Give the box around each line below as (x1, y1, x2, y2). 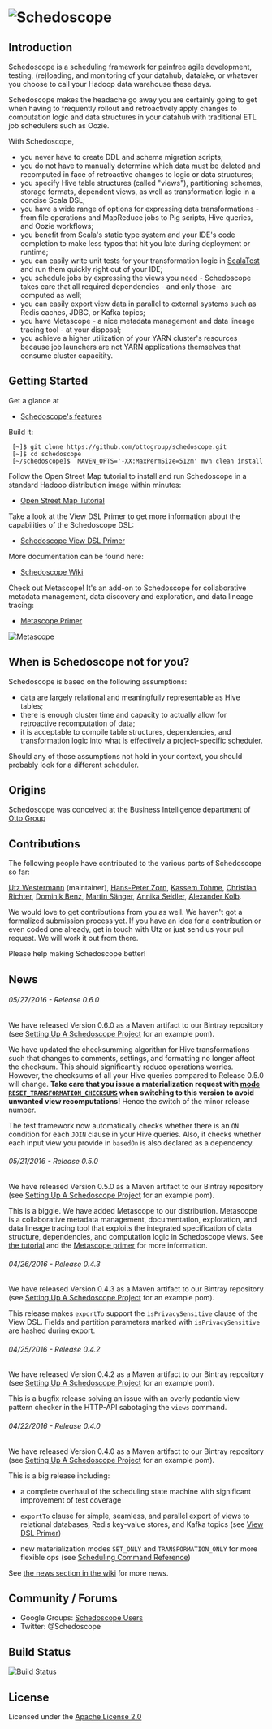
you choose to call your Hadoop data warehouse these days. (8, 80, 212, 88)
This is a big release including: (8, 1470, 110, 1481)
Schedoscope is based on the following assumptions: (8, 676, 188, 686)
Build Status (8, 1645, 71, 1659)
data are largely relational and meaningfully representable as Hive (19, 692, 241, 702)
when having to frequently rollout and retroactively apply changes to (8, 104, 238, 113)
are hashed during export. (8, 1326, 96, 1335)
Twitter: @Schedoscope (19, 1622, 101, 1632)
